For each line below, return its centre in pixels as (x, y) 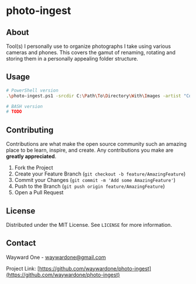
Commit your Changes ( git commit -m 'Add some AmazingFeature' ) (95, 180)
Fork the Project (34, 168)
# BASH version (24, 106)
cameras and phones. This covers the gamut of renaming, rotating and (91, 52)
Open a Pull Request (39, 192)
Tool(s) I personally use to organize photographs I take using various (88, 46)
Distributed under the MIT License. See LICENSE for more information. (89, 225)
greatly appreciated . (31, 156)
